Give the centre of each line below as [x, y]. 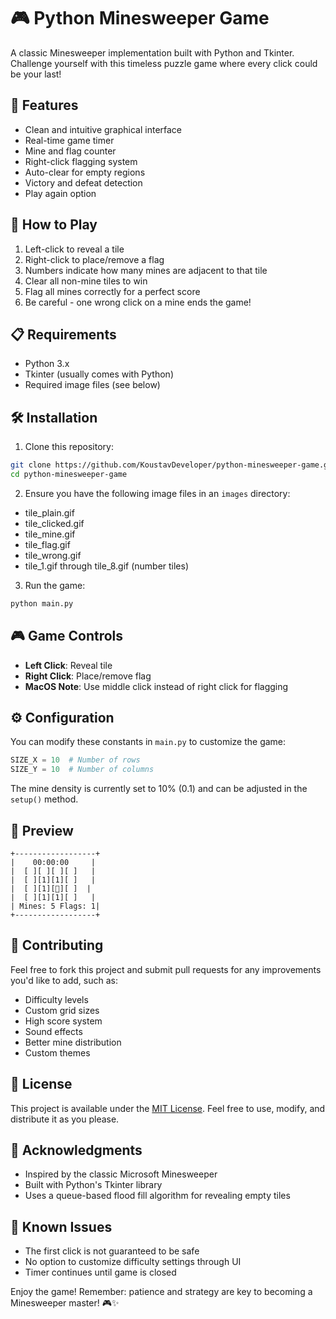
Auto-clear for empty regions [85, 172]
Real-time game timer [69, 140]
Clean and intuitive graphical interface [103, 129]
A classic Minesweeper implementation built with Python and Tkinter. [152, 52]
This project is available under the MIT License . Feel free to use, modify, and [168, 1108]
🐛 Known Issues [61, 1226]
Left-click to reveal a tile [74, 249]
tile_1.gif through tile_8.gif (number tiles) [107, 566]
